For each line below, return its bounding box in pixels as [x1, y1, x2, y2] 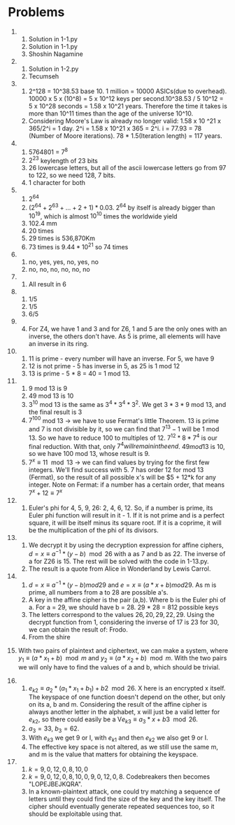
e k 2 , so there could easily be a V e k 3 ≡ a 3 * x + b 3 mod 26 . [28, 715, 199, 726]
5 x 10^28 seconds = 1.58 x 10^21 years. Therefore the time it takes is [28, 102, 228, 110]
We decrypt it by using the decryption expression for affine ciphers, [28, 541, 224, 550]
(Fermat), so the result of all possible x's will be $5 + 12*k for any [28, 473, 216, 481]
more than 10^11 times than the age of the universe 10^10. [28, 109, 194, 118]
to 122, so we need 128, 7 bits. [28, 171, 116, 179]
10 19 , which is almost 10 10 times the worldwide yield [28, 211, 178, 221]
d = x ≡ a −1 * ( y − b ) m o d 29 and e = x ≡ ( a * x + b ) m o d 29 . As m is [28, 579, 217, 589]
